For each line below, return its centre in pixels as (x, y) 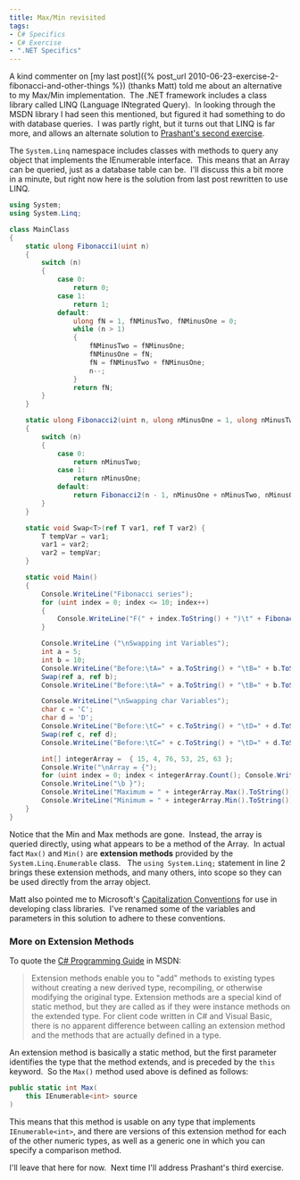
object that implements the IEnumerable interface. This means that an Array (150, 160)
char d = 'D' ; (67, 718)
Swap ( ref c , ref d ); (79, 734)
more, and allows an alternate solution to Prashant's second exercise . (137, 133)
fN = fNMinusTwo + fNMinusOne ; (147, 362)
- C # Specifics (37, 34)
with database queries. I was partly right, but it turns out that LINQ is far (142, 124)
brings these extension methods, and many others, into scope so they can (146, 872)
